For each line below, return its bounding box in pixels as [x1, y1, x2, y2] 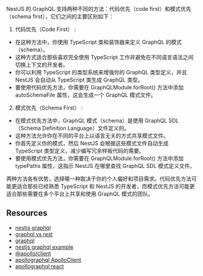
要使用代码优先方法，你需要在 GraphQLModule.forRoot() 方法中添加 [14, 84, 184, 91]
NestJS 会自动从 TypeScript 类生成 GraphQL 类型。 [14, 76, 143, 83]
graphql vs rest [14, 230, 53, 237]
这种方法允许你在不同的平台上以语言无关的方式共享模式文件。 [14, 132, 169, 139]
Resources [6, 208, 48, 219]
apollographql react [14, 262, 65, 270]
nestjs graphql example [14, 243, 74, 251]
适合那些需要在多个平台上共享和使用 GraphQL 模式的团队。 [6, 190, 153, 197]
